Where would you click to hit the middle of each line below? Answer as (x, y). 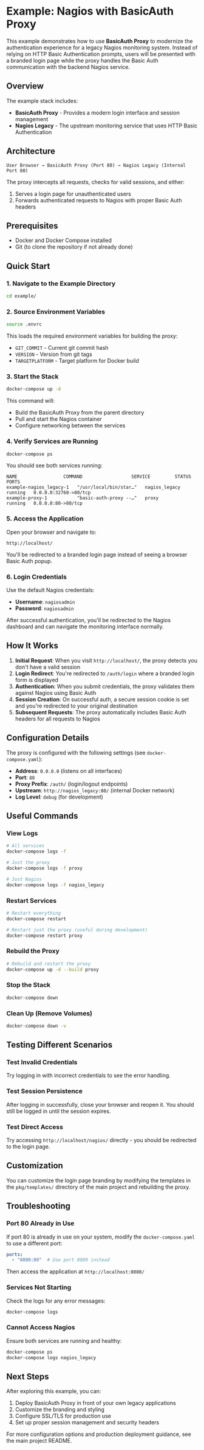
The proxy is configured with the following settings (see (76, 752)
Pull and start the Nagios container (58, 419)
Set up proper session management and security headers (87, 1423)
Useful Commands (42, 816)
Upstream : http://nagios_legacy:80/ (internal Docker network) (95, 790)
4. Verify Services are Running (52, 441)
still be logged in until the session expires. (59, 1111)
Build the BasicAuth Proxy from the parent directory (80, 413)
